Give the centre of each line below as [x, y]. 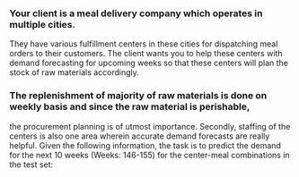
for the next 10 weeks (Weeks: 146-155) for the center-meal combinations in [149, 155]
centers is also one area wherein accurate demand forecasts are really [140, 136]
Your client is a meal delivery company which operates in [136, 13]
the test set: [31, 164]
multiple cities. [43, 24]
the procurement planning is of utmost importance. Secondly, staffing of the [150, 126]
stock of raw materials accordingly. [74, 72]
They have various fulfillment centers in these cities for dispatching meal [144, 44]
